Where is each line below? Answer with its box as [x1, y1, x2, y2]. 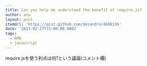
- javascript [10, 41, 38, 46]
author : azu [5, 12, 31, 17]
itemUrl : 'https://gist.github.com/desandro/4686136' [5, 21, 122, 27]
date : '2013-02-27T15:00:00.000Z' [5, 26, 79, 31]
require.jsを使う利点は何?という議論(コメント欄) [5, 55, 106, 61]
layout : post [5, 17, 33, 22]
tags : [5, 31, 17, 36]
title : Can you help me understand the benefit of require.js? [5, 7, 142, 13]
